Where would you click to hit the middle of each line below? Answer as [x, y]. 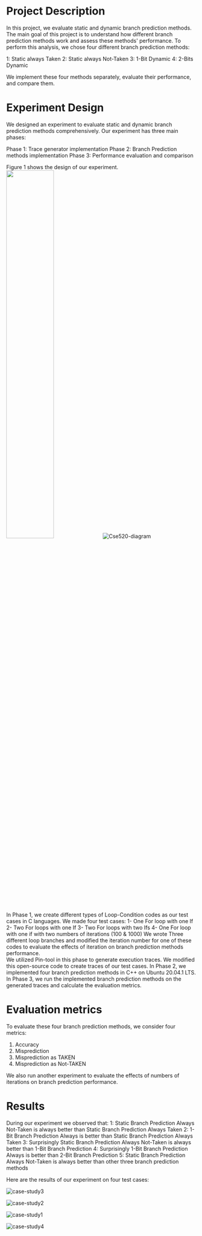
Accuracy [27, 1044]
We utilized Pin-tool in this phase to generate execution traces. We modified [100, 959]
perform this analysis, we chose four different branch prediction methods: [98, 47]
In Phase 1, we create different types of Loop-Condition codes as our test [97, 914]
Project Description [56, 11]
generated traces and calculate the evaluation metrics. [74, 985]
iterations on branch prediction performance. [62, 1081]
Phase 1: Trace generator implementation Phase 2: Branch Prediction [92, 149]
